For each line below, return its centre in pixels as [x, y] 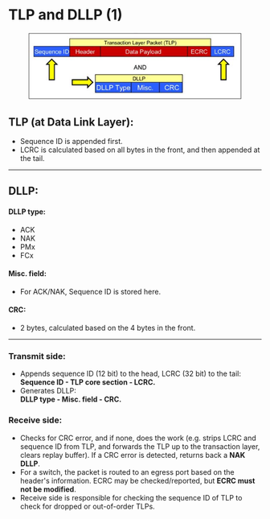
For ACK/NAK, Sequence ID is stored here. [90, 291]
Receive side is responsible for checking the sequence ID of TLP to [131, 497]
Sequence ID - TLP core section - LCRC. [88, 382]
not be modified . [48, 489]
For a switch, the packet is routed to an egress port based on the [127, 472]
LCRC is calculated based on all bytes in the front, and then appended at [140, 150]
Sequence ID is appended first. [71, 142]
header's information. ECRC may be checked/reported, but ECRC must [137, 480]
